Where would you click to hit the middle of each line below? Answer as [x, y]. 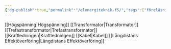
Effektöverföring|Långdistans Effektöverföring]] [55, 41]
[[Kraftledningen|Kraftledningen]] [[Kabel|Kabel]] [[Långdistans [71, 35]
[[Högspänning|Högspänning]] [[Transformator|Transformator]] [72, 24]
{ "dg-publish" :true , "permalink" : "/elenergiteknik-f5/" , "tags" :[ [75, 10]
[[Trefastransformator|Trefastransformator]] [51, 30]
